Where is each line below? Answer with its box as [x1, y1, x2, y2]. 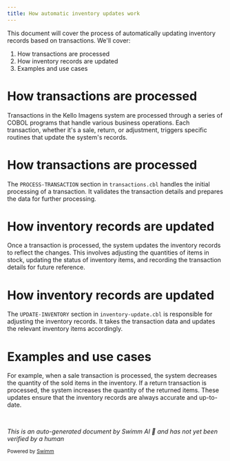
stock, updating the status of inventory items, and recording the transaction [7, 256, 222, 264]
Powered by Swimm [7, 448, 54, 455]
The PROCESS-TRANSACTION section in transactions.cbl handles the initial [7, 180, 210, 188]
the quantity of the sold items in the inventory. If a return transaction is [7, 379, 207, 387]
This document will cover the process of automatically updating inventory [7, 29, 216, 37]
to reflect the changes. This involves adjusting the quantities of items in [7, 248, 210, 257]
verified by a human [7, 435, 65, 443]
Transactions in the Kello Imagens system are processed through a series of [7, 111, 223, 119]
